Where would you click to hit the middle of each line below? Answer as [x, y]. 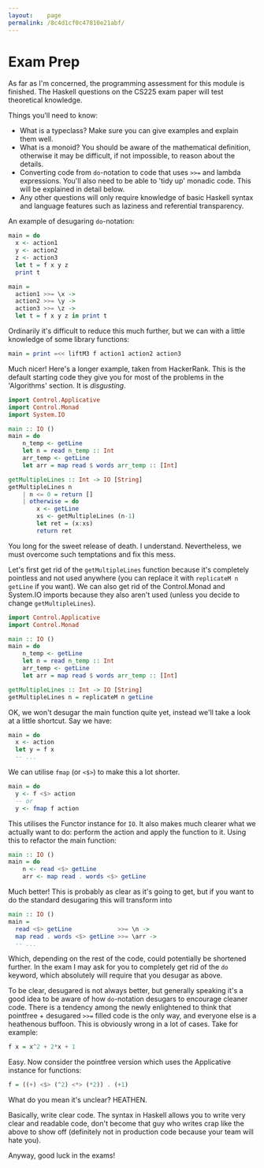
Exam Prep [44, 62]
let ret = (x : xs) [65, 524]
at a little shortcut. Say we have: [60, 721]
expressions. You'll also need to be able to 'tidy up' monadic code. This [135, 181]
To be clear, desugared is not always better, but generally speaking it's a [126, 991]
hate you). [25, 1140]
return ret [54, 531]
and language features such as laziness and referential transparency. [132, 206]
